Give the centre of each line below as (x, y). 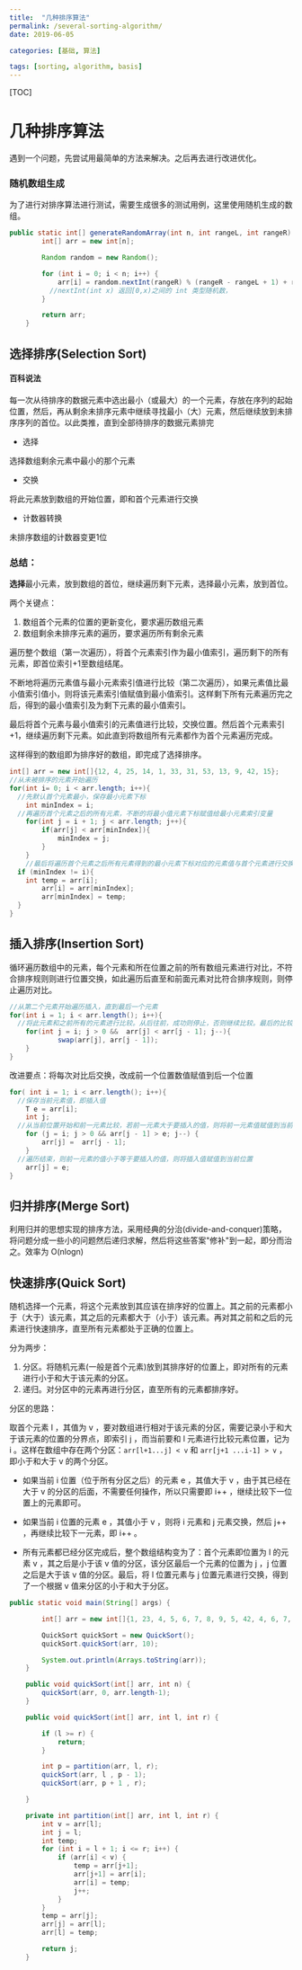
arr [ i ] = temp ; (102, 1882)
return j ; (60, 1949)
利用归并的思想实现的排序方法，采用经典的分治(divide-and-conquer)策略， (148, 1229)
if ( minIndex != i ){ (56, 872)
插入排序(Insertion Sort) (77, 944)
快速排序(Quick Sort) (68, 1283)
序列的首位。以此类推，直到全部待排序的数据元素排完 (115, 422)
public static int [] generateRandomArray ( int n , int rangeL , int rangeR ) (151, 233)
